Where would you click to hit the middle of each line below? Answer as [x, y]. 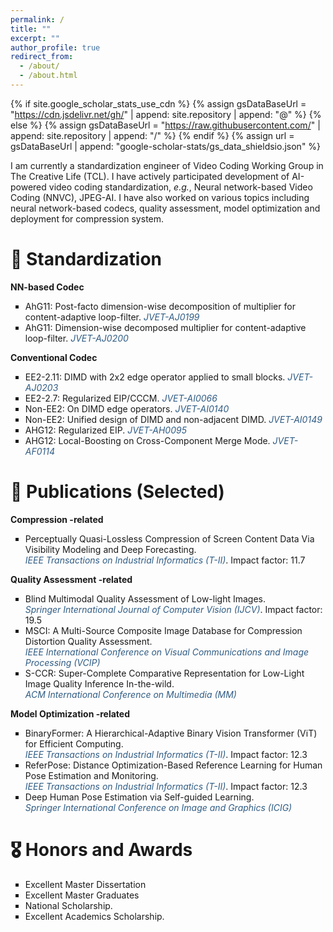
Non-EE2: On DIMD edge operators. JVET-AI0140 [127, 408]
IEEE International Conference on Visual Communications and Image [167, 652]
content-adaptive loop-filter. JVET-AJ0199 [112, 317]
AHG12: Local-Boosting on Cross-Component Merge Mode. [147, 440]
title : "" [31, 29]
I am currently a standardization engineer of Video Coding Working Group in [167, 165]
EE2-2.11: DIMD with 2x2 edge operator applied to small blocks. [155, 377]
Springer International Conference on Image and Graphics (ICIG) [158, 807]
